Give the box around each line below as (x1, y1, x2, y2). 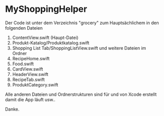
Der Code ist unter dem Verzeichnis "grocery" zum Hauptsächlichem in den (5, 20, 159, 26)
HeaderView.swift (12, 71, 48, 77)
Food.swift (12, 61, 34, 67)
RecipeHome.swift (12, 55, 50, 61)
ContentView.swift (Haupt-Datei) (12, 35, 79, 40)
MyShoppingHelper (5, 3, 87, 15)
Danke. (5, 106, 20, 112)
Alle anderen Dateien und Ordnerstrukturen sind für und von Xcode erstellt (5, 91, 157, 97)
